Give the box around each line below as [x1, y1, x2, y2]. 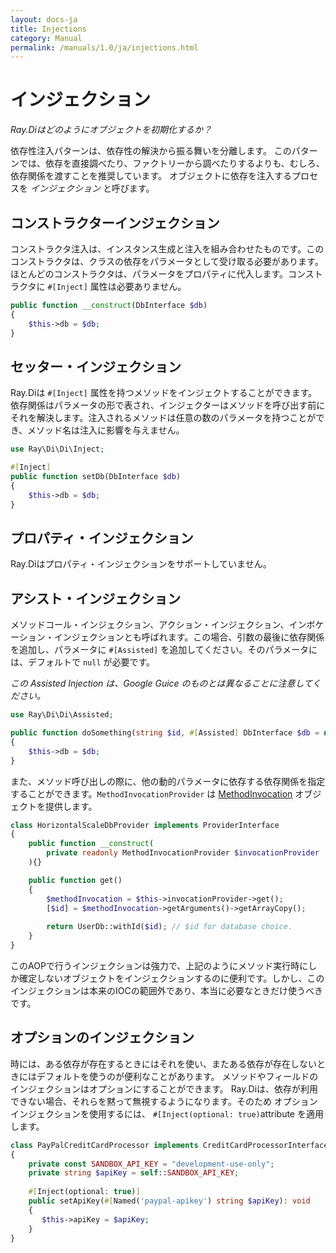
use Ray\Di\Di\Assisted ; [10, 710, 114, 720]
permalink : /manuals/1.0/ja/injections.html [10, 42, 199, 53]
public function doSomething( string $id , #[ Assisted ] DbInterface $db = [10, 728, 320, 738]
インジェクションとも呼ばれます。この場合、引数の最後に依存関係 [53, 631, 325, 643]
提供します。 [44, 800, 98, 812]
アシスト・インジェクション [10, 590, 182, 607]
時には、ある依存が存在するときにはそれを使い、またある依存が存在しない [10, 1057, 317, 1070]
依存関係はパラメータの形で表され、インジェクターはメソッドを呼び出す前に [10, 399, 326, 411]
